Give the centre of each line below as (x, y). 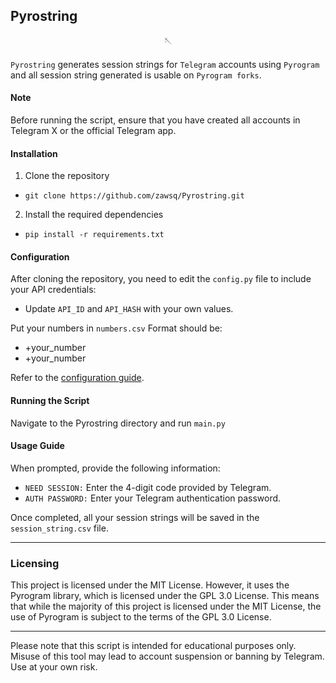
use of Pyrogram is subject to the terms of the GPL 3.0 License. (141, 617)
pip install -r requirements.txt (94, 235)
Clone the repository (67, 176)
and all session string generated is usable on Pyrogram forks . (136, 75)
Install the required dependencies (94, 215)
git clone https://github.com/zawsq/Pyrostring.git (134, 196)
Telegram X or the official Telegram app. (93, 131)
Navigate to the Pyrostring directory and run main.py (118, 423)
